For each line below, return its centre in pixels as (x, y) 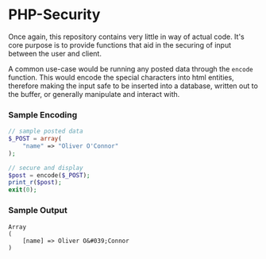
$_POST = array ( (35, 139)
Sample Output (38, 211)
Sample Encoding (43, 114)
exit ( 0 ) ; (23, 190)
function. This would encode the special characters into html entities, (121, 77)
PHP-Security (54, 15)
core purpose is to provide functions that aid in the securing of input (120, 44)
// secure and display (46, 168)
